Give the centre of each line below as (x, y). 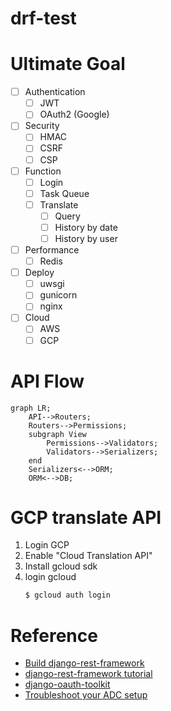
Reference (54, 635)
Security (42, 126)
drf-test (43, 18)
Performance (52, 250)
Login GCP (47, 545)
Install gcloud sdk (61, 566)
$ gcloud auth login (67, 595)
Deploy (39, 273)
